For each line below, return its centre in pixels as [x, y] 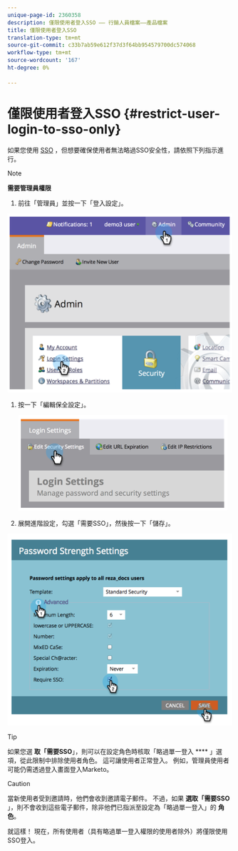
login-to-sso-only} [64, 129]
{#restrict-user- [172, 113]
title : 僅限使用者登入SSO [42, 30]
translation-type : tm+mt [44, 38]
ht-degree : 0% [29, 68]
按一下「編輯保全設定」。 [54, 404]
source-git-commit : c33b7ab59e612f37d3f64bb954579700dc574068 [102, 45]
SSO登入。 [23, 840]
